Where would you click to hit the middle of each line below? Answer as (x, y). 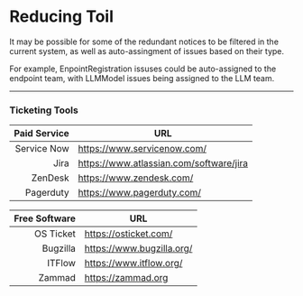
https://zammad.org (126, 278)
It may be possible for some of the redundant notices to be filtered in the (144, 42)
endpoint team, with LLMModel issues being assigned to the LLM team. (142, 78)
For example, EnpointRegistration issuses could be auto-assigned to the (143, 69)
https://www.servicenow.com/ (142, 149)
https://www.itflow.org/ (133, 264)
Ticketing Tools (44, 110)
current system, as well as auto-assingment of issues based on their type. (147, 51)
